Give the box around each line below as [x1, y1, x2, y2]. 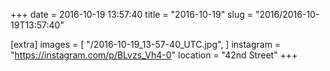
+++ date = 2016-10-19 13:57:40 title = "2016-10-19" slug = [10, 9, 253, 20]
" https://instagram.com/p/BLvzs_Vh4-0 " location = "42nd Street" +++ [10, 49, 298, 61]
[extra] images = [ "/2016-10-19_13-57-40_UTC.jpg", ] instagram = [10, 39, 282, 50]
